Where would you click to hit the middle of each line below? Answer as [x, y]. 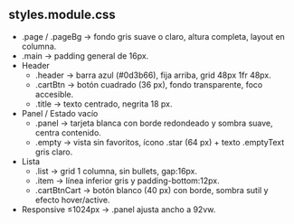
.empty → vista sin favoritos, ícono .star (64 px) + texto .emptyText [160, 142]
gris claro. [54, 152]
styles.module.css [62, 15]
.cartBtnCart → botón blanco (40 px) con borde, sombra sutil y [152, 190]
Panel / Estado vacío [60, 113]
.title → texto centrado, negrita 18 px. [104, 104]
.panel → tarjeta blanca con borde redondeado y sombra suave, [154, 123]
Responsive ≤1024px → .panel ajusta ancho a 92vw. [119, 209]
